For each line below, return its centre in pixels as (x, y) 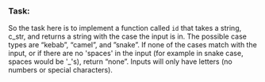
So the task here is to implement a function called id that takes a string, (125, 28)
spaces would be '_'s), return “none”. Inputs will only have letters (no (120, 61)
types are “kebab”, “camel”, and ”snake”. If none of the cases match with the (133, 45)
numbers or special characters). (61, 70)
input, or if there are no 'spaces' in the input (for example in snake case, (126, 54)
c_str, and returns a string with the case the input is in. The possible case (128, 36)
